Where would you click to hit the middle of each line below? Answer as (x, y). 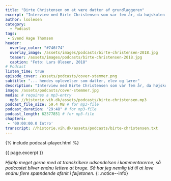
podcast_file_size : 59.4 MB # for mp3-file (52, 105)
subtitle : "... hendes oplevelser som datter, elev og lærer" (73, 81)
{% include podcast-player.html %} (42, 142)
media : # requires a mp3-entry (38, 95)
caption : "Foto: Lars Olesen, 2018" (49, 62)
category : (16, 24)
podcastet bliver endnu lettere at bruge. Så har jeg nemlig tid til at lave (79, 168)
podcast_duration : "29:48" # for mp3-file (51, 109)
